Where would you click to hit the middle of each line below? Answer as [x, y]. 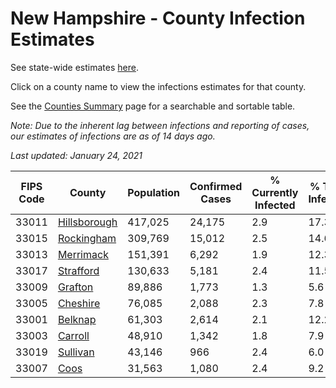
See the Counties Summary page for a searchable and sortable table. [153, 106]
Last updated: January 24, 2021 [76, 155]
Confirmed [216, 186]
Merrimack [83, 254]
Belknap [77, 319]
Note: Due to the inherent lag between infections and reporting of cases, [160, 125]
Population [153, 192]
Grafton [75, 287]
